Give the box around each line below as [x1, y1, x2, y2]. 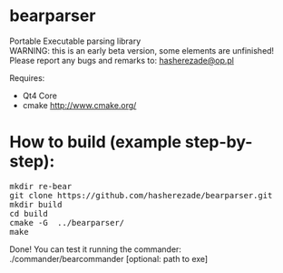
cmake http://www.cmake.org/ [22, 99, 137, 110]
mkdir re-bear [9, 181, 73, 191]
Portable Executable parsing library [9, 35, 141, 46]
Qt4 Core [22, 90, 57, 101]
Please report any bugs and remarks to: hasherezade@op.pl [9, 55, 234, 66]
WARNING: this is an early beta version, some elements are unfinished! [9, 45, 275, 56]
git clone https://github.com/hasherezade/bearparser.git [9, 190, 273, 200]
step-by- [184, 132, 253, 153]
